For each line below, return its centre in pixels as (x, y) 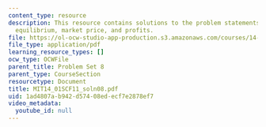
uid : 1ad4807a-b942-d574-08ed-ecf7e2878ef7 (81, 96)
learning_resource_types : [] (56, 52)
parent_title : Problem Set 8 (56, 67)
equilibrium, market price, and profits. (85, 30)
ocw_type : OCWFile (38, 60)
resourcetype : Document (47, 81)
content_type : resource (47, 15)
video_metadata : (35, 103)
